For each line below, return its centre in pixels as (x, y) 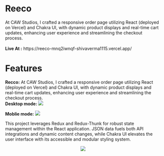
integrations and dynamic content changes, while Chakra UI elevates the (79, 134)
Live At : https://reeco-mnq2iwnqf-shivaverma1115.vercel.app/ (68, 48)
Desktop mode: (21, 104)
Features (24, 68)
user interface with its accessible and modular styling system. (68, 139)
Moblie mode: (20, 114)
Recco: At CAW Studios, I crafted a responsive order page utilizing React (79, 82)
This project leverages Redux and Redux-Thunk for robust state (70, 123)
